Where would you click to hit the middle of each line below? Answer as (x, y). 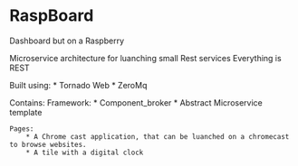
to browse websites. (48, 144)
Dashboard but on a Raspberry (67, 41)
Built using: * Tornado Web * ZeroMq (78, 85)
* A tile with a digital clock (85, 152)
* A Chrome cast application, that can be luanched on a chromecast (158, 136)
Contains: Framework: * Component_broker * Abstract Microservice (136, 102)
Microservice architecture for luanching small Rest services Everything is (146, 58)
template (26, 112)
